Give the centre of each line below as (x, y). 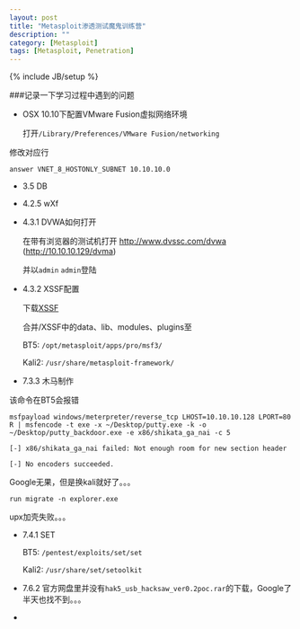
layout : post (34, 18)
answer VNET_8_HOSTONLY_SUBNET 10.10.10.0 (90, 170)
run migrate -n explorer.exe (64, 500)
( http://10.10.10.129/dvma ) (69, 252)
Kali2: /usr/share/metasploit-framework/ (98, 363)
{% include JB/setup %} (54, 76)
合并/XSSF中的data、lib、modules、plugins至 (107, 327)
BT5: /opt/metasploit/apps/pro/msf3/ (93, 345)
